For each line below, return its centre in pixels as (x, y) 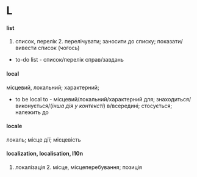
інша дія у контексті (77, 106)
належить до (32, 112)
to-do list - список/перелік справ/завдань (69, 60)
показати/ (170, 42)
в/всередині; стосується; (139, 106)
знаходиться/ (174, 99)
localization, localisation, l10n (45, 154)
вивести (26, 48)
